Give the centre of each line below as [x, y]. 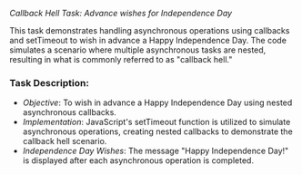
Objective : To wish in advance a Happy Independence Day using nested [157, 102]
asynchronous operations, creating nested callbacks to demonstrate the [157, 131]
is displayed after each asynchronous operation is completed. [138, 160]
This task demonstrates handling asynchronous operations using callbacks [150, 30]
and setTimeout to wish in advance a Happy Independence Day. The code [148, 40]
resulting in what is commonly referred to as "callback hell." [121, 59]
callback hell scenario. [65, 141]
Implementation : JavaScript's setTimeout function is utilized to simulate [156, 122]
